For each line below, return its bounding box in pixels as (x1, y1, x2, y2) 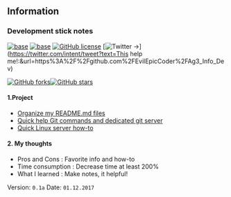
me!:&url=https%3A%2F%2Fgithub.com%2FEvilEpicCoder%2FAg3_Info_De (7, 57, 225, 65)
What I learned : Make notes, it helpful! (17, 170, 128, 178)
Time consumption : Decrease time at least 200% (17, 162, 160, 171)
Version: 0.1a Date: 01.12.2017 (7, 183, 95, 191)
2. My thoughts (7, 139, 52, 148)
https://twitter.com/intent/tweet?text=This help (9, 49, 143, 58)
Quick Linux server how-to (17, 123, 94, 132)
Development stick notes (7, 26, 94, 36)
